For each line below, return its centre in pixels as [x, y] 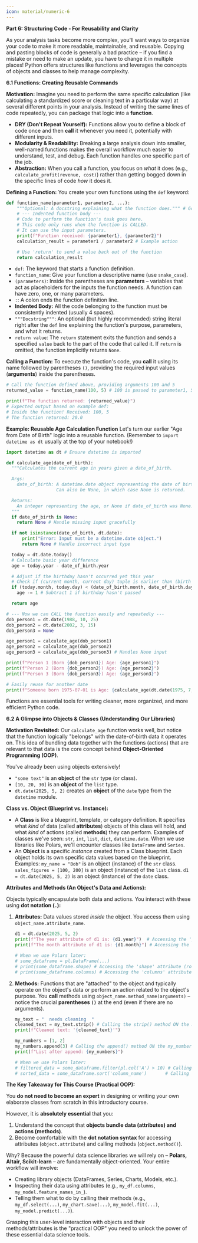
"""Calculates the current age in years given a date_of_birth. [92, 468]
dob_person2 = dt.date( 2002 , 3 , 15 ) [51, 625]
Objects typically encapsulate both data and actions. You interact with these [98, 899]
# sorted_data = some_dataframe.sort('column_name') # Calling [102, 1073]
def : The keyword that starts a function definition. [75, 268]
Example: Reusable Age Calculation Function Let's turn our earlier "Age [94, 429]
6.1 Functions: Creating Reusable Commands [62, 83]
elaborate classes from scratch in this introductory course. [77, 1102]
